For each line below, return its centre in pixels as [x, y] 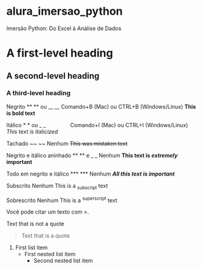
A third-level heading [39, 93]
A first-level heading [60, 53]
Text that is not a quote [36, 224]
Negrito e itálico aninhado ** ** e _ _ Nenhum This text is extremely [92, 155]
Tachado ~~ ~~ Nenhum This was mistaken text [67, 143]
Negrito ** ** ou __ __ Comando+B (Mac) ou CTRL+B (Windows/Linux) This [101, 106]
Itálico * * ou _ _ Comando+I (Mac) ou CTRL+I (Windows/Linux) [97, 125]
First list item [31, 248]
